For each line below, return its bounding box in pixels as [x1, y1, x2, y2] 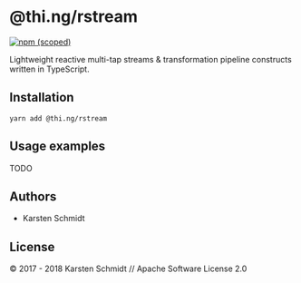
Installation [9, 90, 74, 105]
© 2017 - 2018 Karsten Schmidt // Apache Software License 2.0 [9, 263, 248, 274]
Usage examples [9, 139, 106, 154]
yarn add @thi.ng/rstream [9, 113, 107, 123]
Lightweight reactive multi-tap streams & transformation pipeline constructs [9, 54, 292, 64]
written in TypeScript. [9, 63, 90, 74]
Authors [9, 189, 57, 204]
